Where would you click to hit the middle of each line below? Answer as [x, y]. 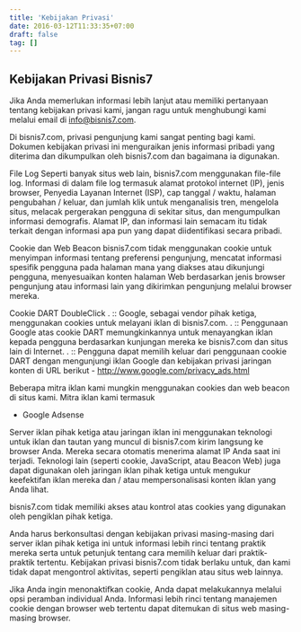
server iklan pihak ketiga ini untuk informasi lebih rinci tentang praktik [138, 543]
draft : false [34, 34]
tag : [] [24, 43]
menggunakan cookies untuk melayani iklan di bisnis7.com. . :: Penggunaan [149, 323]
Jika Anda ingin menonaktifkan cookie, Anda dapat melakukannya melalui [146, 590]
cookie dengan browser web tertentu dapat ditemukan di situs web [133, 609]
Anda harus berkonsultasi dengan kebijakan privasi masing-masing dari [142, 534]
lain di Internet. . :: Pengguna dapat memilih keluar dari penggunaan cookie [148, 352]
